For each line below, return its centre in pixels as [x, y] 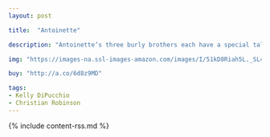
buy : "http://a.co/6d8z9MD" [55, 74]
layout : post [30, 16]
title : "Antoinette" [45, 30]
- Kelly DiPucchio [39, 96]
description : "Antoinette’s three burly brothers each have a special [129, 45]
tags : [17, 88]
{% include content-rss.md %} [59, 126]
